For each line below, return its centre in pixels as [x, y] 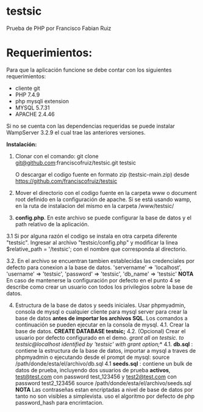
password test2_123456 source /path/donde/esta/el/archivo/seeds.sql [103, 383]
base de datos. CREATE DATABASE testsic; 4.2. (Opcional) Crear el [100, 331]
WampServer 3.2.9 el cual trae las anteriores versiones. [76, 132]
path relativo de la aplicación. [52, 224]
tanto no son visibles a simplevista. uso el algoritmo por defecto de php [105, 396]
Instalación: [22, 144]
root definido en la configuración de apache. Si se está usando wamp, [103, 199]
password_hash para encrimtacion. [59, 402]
